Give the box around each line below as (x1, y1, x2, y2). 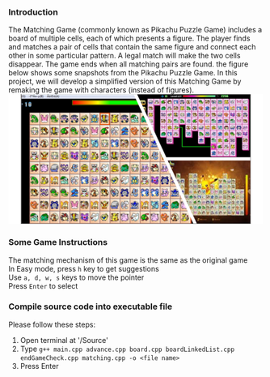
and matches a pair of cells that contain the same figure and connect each (8, 42, 256, 52)
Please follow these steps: (8, 319, 95, 329)
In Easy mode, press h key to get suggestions (8, 263, 159, 273)
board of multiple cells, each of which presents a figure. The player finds (8, 33, 251, 43)
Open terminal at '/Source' (19, 335, 109, 345)
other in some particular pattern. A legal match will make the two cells (8, 51, 241, 61)
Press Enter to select (8, 281, 78, 290)
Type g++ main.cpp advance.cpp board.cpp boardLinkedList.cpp (19, 344, 235, 353)
